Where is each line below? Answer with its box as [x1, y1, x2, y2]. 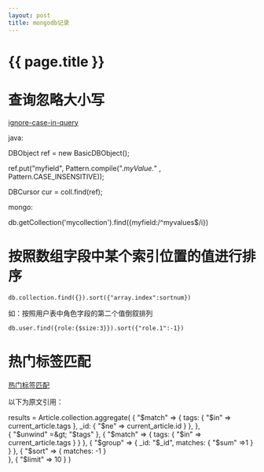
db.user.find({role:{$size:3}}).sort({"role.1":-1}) [8, 324, 185, 332]
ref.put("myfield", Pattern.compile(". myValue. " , [8, 163, 162, 173]
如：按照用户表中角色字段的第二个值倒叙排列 [8, 308, 153, 318]
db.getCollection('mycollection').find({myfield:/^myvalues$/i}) [8, 217, 209, 227]
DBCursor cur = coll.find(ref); [8, 186, 104, 197]
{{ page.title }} [8, 53, 105, 71]
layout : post [8, 11, 51, 20]
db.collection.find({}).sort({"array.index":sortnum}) [8, 293, 192, 301]
